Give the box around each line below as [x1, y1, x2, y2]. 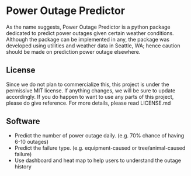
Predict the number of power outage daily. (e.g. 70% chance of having [14, 132, 185, 139]
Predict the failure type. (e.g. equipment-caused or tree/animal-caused [14, 144, 186, 151]
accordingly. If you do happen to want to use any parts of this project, [6, 93, 174, 100]
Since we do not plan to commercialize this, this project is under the [6, 81, 169, 88]
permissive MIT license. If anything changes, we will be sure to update [6, 87, 176, 94]
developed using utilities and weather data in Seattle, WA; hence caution [6, 42, 180, 49]
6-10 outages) [14, 138, 48, 145]
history [14, 163, 32, 170]
